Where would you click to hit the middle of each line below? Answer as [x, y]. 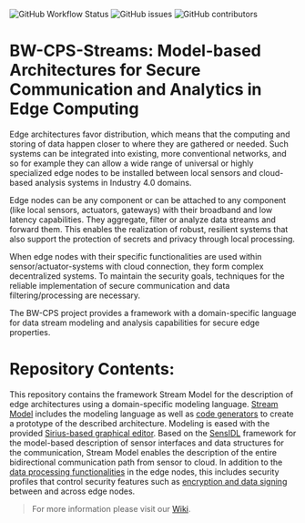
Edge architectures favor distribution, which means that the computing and [150, 134]
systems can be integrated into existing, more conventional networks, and [148, 153]
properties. [30, 332]
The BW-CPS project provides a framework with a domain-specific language [153, 313]
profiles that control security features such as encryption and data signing [148, 481]
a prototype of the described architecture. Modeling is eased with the [140, 423]
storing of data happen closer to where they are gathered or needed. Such [149, 144]
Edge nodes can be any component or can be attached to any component [148, 200]
